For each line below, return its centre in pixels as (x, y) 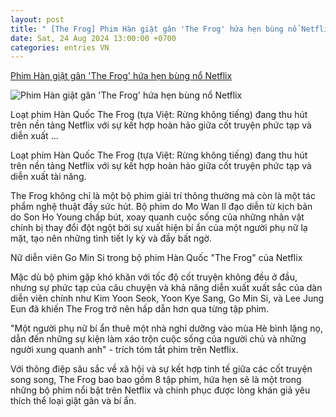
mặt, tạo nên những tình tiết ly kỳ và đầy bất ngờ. (111, 238)
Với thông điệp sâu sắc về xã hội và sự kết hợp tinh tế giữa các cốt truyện (161, 369)
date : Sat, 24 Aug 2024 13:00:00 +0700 (93, 38)
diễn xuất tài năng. (48, 177)
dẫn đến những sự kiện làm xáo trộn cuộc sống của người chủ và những (158, 339)
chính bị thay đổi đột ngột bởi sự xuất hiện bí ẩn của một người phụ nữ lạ (159, 228)
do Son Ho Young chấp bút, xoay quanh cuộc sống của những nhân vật (157, 217)
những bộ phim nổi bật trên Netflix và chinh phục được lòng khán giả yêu (160, 390)
